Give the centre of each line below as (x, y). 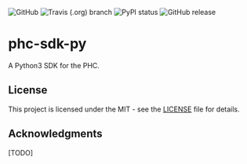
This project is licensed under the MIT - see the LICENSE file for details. (124, 109)
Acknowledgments (56, 134)
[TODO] (21, 152)
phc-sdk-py (47, 44)
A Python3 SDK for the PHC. (54, 65)
